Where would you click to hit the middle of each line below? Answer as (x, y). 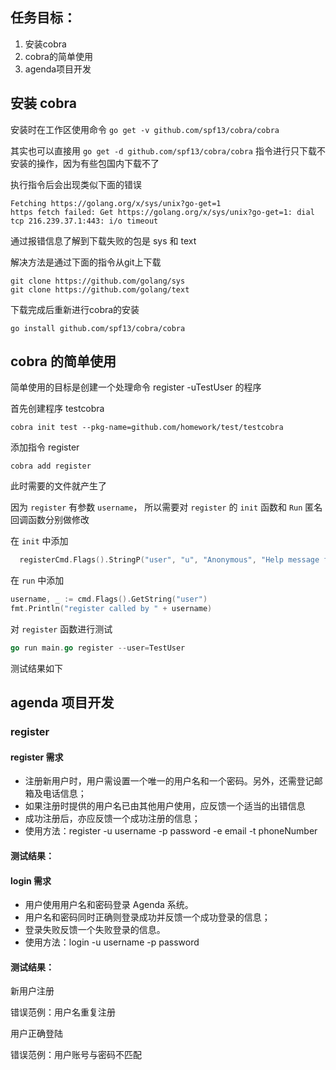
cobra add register (51, 466)
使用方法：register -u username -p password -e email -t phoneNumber (171, 831)
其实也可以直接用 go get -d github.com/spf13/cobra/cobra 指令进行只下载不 (168, 150)
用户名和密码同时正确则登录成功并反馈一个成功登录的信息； (147, 917)
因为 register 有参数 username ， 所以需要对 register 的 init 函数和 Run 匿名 (166, 507)
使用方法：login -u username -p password (112, 942)
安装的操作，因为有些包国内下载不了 (85, 163)
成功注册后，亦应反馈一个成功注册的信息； (112, 819)
